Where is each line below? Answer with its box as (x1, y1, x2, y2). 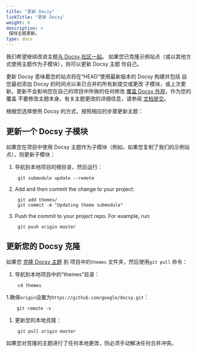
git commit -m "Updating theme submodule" (17, 202, 124, 208)
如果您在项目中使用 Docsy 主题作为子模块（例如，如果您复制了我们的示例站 (6, 143, 190, 151)
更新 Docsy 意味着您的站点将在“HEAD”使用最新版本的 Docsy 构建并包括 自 (6, 73, 188, 80)
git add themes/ (17, 197, 58, 203)
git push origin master (17, 224, 76, 230)
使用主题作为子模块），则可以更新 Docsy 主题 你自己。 (11, 60, 143, 67)
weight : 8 (6, 19, 31, 25)
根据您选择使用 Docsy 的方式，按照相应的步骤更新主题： (6, 107, 143, 115)
